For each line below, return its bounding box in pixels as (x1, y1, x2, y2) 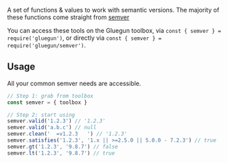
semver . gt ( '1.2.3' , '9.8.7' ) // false (7, 143, 118, 150)
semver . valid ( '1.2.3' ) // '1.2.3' (7, 118, 106, 124)
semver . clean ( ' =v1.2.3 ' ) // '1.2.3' (7, 131, 128, 138)
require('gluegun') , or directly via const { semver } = (7, 34, 162, 42)
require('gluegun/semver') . (7, 41, 87, 49)
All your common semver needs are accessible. (7, 79, 141, 87)
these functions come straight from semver (7, 13, 130, 21)
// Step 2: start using (7, 111, 76, 118)
